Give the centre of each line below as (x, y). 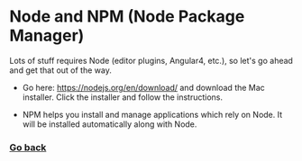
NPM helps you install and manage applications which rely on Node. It (152, 114)
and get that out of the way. (61, 70)
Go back (28, 148)
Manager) (47, 36)
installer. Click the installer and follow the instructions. (123, 97)
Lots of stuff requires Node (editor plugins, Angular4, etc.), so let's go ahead (151, 60)
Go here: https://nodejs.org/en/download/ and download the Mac (144, 87)
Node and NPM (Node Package (127, 17)
